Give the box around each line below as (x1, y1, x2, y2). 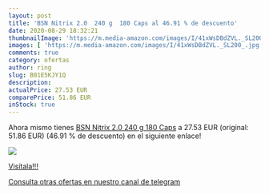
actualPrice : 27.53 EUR (8, 85, 88, 94)
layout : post (8, 11, 52, 20)
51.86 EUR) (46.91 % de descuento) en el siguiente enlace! (8, 131, 202, 141)
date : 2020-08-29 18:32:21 (8, 26, 98, 34)
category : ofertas (8, 57, 70, 65)
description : (8, 78, 52, 86)
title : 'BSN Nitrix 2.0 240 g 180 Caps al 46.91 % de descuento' (8, 19, 239, 27)
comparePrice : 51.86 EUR (8, 93, 91, 101)
